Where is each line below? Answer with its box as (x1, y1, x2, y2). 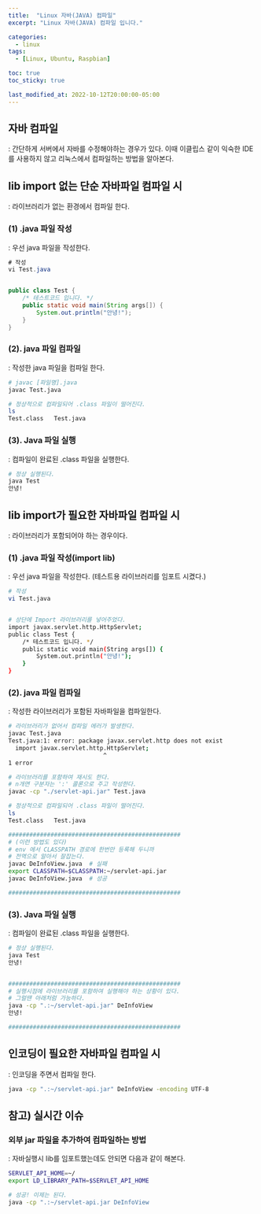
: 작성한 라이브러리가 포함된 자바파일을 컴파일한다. (8, 706, 162, 716)
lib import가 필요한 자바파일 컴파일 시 (8, 509, 180, 522)
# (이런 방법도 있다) (8, 838, 68, 846)
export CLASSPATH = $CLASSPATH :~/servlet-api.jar (8, 868, 167, 875)
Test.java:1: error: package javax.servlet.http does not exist (8, 737, 223, 745)
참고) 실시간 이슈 (8, 1109, 84, 1123)
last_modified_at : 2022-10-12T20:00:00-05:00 (8, 91, 160, 98)
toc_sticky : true (8, 76, 65, 84)
